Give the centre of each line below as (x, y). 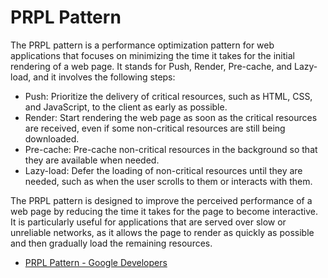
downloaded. (52, 138)
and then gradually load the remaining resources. (111, 243)
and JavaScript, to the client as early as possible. (126, 107)
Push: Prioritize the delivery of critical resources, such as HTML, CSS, (168, 96)
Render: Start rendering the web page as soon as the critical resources (171, 117)
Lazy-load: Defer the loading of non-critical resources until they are (163, 170)
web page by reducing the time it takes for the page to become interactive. (164, 211)
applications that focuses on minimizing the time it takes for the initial (152, 55)
